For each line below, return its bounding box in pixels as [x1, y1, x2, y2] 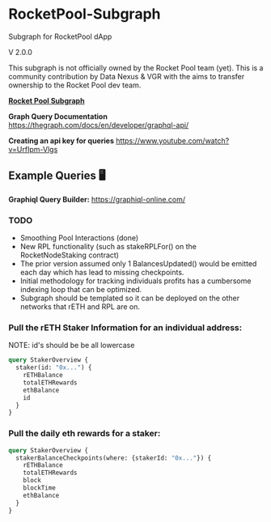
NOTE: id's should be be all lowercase [8, 341, 135, 350]
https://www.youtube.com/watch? [116, 135, 230, 146]
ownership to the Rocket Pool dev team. [8, 80, 142, 90]
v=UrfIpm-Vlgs [8, 144, 58, 154]
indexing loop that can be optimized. [19, 285, 142, 295]
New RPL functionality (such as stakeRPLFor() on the [19, 242, 197, 252]
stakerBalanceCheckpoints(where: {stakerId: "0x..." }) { [15, 454, 212, 462]
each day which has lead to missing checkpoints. [19, 268, 184, 278]
